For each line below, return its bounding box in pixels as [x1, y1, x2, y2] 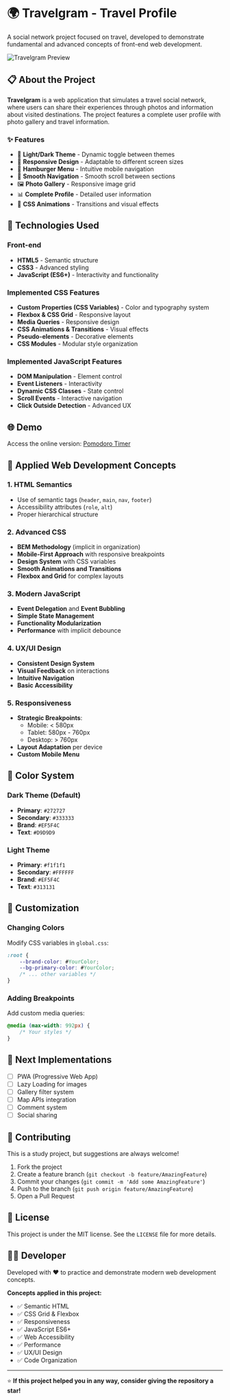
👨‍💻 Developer [7, 1250, 66, 1262]
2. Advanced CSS [7, 527, 66, 537]
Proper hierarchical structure [16, 510, 99, 518]
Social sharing [16, 1111, 57, 1120]
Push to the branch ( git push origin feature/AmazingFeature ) [16, 1184, 194, 1193]
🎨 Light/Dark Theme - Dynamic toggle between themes [16, 150, 175, 158]
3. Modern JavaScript [7, 589, 81, 599]
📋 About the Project [7, 74, 96, 86]
